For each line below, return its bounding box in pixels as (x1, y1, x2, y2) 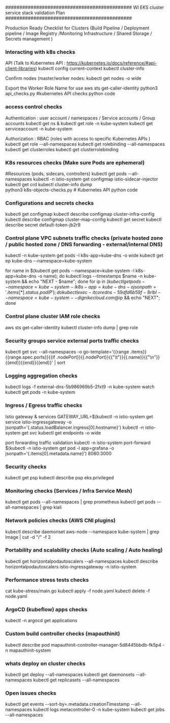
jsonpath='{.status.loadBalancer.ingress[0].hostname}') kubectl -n (5, 424, 144, 430)
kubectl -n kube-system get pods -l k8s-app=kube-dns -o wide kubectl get (5, 252, 163, 258)
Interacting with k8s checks (5, 48, 76, 55)
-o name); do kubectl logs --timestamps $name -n (37, 273, 143, 279)
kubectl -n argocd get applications (5, 618, 78, 624)
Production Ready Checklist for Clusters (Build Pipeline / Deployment (5, 25, 150, 31)
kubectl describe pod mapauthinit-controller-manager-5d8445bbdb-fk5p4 (5, 642, 161, 648)
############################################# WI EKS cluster (5, 5, 164, 10)
